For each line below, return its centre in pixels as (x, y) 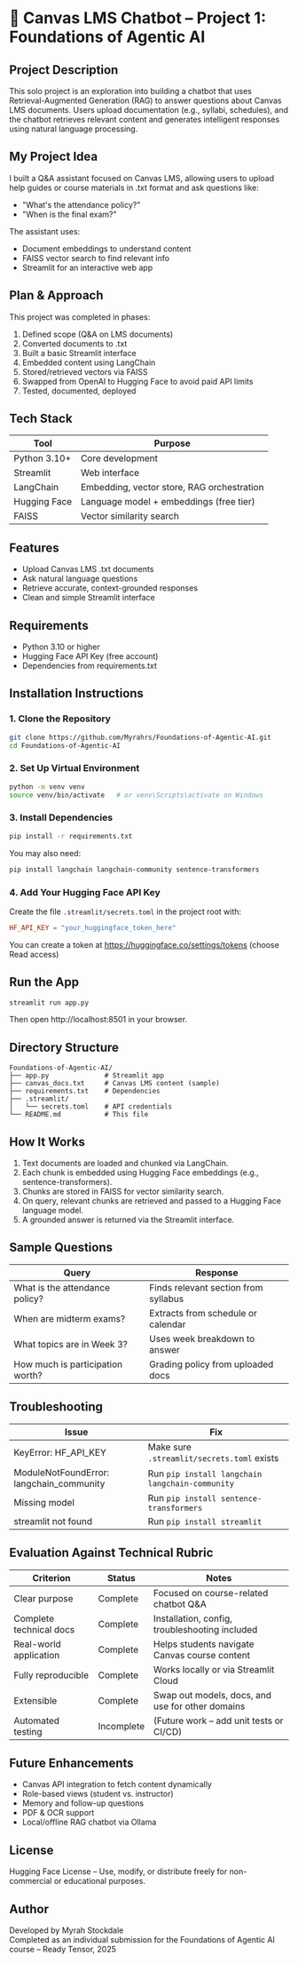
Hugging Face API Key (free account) (90, 656)
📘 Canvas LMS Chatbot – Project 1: (138, 18)
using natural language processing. (74, 129)
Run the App (44, 982)
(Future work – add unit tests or (219, 1721)
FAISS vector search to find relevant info (96, 258)
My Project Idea (54, 157)
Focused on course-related (211, 1593)
